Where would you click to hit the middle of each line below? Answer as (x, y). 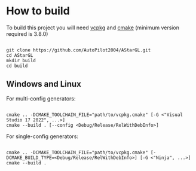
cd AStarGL (20, 55)
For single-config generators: (42, 136)
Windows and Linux (44, 84)
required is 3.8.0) (27, 33)
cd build (17, 66)
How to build (38, 11)
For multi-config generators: (41, 98)
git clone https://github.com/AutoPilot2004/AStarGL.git (79, 50)
